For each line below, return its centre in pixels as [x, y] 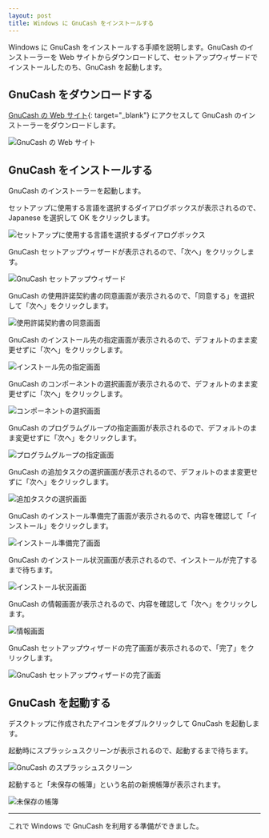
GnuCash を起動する [60, 702]
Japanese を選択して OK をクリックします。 [81, 218]
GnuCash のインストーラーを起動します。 [77, 191]
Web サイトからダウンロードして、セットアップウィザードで [159, 57]
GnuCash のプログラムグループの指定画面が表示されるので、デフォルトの [129, 428]
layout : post [30, 16]
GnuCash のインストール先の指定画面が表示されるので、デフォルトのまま [129, 340]
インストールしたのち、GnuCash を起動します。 [87, 67]
